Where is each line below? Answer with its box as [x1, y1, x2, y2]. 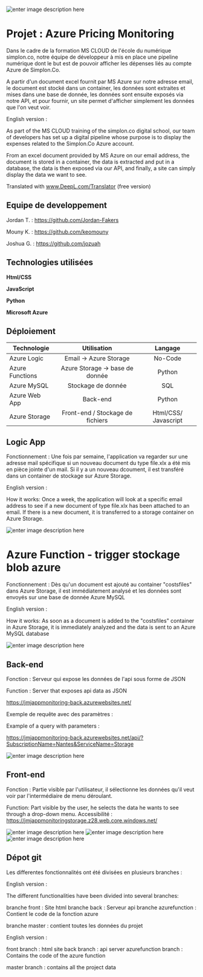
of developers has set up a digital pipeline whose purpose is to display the [6, 133, 192, 140]
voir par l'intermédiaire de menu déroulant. [6, 792, 113, 799]
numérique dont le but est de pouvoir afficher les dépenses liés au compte [6, 59, 192, 67]
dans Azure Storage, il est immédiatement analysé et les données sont [6, 587, 182, 594]
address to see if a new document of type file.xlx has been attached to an [6, 502, 190, 510]
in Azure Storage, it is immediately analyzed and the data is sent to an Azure [6, 623, 196, 631]
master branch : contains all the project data [6, 963, 117, 971]
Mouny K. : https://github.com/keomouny [6, 228, 109, 235]
